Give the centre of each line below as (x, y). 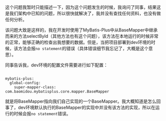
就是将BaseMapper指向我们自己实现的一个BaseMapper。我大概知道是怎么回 (83, 101)
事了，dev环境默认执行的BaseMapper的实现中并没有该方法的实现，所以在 (80, 107)
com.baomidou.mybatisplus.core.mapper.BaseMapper (57, 91)
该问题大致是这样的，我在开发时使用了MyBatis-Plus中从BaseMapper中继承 (82, 30)
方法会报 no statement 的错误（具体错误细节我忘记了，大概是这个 (83, 48)
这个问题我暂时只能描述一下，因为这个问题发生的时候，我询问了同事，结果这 (83, 7)
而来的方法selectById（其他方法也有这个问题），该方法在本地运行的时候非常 (82, 36)
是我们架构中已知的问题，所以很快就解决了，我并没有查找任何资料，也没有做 (83, 13)
